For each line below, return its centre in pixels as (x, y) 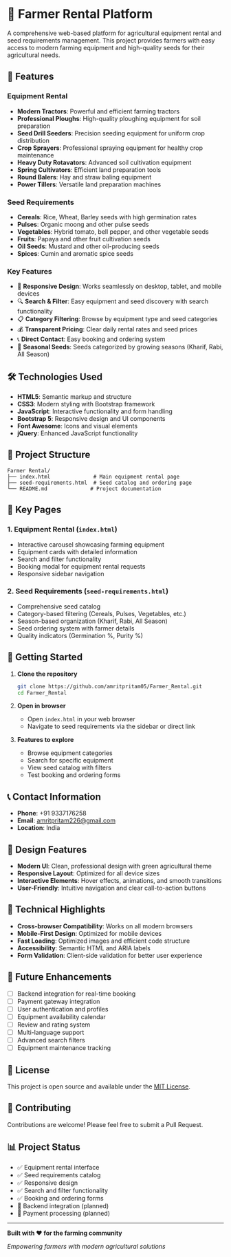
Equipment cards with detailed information (77, 551)
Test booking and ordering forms (74, 775)
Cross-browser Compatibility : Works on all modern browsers (105, 926)
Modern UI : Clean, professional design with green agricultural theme (114, 866)
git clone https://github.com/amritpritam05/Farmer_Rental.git (110, 686)
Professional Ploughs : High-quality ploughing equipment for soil (109, 118)
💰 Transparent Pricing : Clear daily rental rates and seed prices (107, 329)
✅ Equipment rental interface (58, 1167)
